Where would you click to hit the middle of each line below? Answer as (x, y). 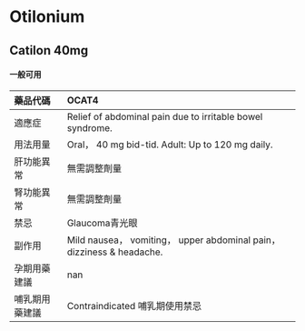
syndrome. (90, 127)
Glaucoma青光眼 (102, 223)
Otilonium (47, 17)
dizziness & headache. (115, 252)
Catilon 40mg (49, 50)
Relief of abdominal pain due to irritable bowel (165, 116)
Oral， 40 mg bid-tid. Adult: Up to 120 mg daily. (170, 145)
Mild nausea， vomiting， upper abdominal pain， (174, 240)
